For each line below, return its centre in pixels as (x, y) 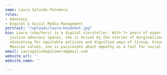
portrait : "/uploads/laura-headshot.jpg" (49, 28)
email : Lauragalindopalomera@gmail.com (46, 51)
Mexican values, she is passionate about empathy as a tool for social (85, 47)
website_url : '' (22, 56)
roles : (12, 14)
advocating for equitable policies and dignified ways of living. (80, 42)
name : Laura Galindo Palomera (37, 10)
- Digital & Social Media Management (44, 24)
